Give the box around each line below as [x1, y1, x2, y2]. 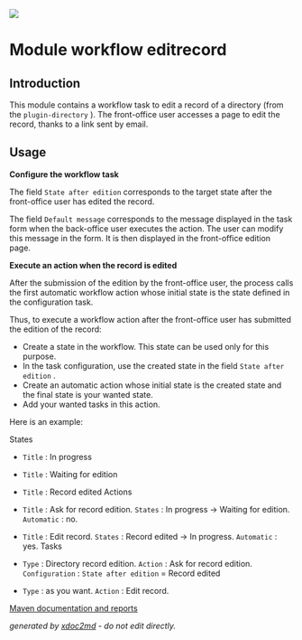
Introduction [9, 75, 81, 90]
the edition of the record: [9, 324, 102, 334]
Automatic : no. [22, 513, 78, 524]
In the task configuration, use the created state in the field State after [22, 360, 285, 371]
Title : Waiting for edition [22, 468, 118, 479]
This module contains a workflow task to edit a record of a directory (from [9, 99, 284, 110]
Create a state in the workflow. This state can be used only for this [22, 341, 270, 352]
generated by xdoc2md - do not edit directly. [9, 620, 176, 631]
